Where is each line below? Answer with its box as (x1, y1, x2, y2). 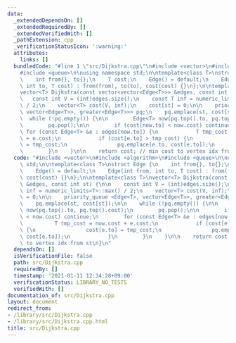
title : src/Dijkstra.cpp (7, 325, 80, 332)
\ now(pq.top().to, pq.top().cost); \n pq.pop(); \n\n (20, 207, 199, 214)
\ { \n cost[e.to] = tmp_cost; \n (20, 226, 162, 233)
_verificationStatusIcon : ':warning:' (13, 43, 128, 50)
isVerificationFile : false (13, 253, 93, 260)
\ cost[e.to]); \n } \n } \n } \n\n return (20, 233, 212, 240)
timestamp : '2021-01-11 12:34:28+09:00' (13, 272, 133, 279)
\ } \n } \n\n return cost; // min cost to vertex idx (20, 148, 218, 155)
